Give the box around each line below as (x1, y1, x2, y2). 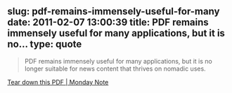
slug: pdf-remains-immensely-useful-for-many (7, 6, 220, 17)
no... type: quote (7, 38, 82, 50)
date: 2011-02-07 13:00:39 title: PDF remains (7, 17, 209, 29)
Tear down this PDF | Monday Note (7, 78, 109, 86)
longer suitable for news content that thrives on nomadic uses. (24, 64, 206, 73)
